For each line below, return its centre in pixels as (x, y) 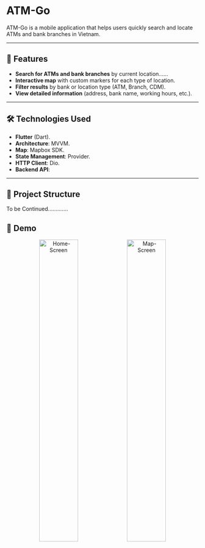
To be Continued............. (37, 209)
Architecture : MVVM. (42, 143)
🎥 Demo (21, 228)
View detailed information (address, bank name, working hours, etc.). (103, 93)
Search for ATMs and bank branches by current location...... (92, 73)
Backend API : (32, 169)
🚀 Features (27, 59)
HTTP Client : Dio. (37, 163)
